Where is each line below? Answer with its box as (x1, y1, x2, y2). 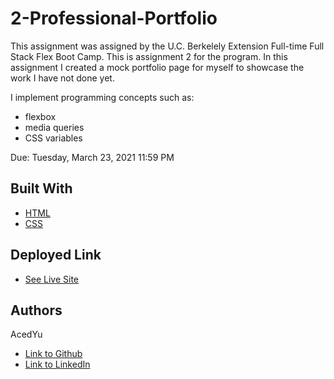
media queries (24, 121, 85, 133)
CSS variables (24, 132, 83, 144)
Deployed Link (10, 247, 102, 264)
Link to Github (24, 348, 83, 360)
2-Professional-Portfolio (10, 7, 218, 30)
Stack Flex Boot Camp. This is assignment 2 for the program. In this (10, 50, 288, 62)
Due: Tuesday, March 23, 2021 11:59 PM (10, 151, 175, 163)
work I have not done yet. (10, 72, 115, 84)
